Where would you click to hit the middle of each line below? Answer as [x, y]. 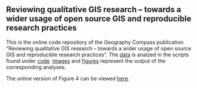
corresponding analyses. [36, 67]
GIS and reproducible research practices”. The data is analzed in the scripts [98, 55]
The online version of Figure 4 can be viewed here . [68, 78]
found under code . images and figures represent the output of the [86, 60]
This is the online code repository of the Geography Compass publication [95, 42]
